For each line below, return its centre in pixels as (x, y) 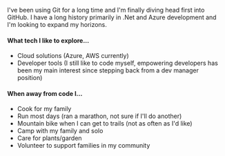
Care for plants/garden (49, 138)
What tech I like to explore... (48, 40)
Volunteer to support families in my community (84, 146)
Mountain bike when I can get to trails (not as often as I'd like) (105, 124)
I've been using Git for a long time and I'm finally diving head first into (106, 10)
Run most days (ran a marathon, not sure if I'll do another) (99, 116)
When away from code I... (45, 93)
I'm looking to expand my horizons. (57, 25)
